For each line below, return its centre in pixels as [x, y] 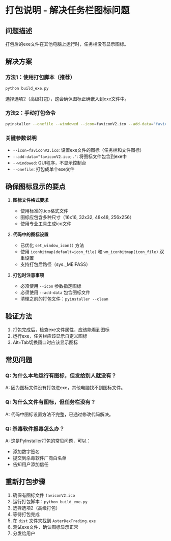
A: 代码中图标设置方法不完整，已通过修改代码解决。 [59, 414]
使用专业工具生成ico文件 [46, 223]
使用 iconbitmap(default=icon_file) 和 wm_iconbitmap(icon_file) [89, 251]
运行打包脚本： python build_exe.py [50, 501]
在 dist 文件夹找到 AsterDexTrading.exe [54, 521]
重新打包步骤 [25, 482]
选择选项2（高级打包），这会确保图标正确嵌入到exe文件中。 [67, 99]
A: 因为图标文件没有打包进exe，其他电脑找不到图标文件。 [65, 388]
